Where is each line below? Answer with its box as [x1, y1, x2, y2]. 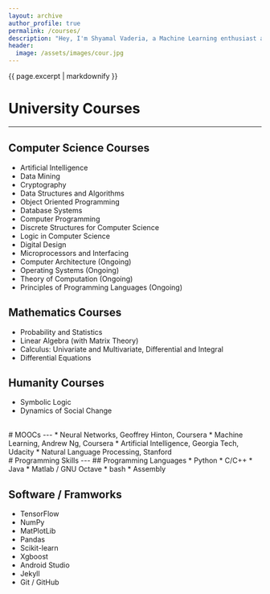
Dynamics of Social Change [19, 406, 112, 415]
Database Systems [19, 205, 83, 215]
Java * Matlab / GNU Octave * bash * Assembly [8, 464, 166, 474]
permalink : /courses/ [8, 27, 81, 35]
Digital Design [19, 239, 67, 250]
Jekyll [19, 569, 40, 579]
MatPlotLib [19, 526, 56, 536]
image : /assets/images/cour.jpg [15, 49, 125, 57]
